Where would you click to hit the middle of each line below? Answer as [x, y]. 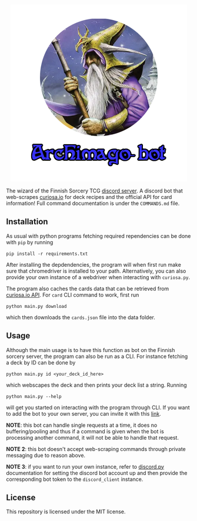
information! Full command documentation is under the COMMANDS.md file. [93, 203]
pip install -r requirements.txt [47, 254]
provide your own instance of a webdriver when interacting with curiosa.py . [98, 277]
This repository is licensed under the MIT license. [66, 512]
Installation [27, 222]
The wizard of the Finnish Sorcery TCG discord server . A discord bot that [95, 191]
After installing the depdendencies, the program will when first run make [94, 264]
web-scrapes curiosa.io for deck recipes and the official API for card [89, 197]
